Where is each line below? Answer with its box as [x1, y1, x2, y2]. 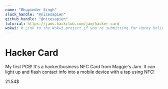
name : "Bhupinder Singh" [5, 7, 57, 12]
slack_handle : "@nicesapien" [5, 12, 66, 17]
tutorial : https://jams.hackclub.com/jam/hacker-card [5, 21, 120, 26]
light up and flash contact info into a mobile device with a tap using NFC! [5, 69, 155, 75]
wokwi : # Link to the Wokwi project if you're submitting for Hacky [5, 26, 151, 31]
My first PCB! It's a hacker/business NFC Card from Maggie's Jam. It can [5, 64, 155, 70]
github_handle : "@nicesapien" [5, 16, 68, 21]
